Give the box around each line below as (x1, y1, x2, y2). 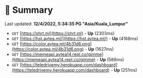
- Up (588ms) (96, 56, 124, 62)
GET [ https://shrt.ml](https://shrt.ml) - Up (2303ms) (11, 30, 115, 36)
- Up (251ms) (111, 67, 138, 73)
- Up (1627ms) (85, 46, 114, 52)
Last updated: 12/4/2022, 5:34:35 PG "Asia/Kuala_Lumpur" (4, 21, 128, 27)
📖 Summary (4, 4, 53, 16)
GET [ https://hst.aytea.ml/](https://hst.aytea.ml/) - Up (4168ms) (11, 36, 139, 41)
